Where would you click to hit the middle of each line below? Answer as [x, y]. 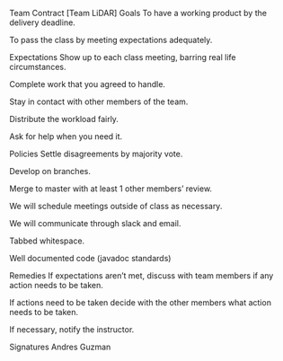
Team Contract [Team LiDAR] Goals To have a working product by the [138, 13]
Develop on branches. [50, 171]
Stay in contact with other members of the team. [99, 101]
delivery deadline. [43, 22]
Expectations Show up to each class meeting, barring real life [123, 57]
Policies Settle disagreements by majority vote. [96, 154]
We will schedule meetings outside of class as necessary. [116, 206]
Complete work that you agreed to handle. [88, 84]
